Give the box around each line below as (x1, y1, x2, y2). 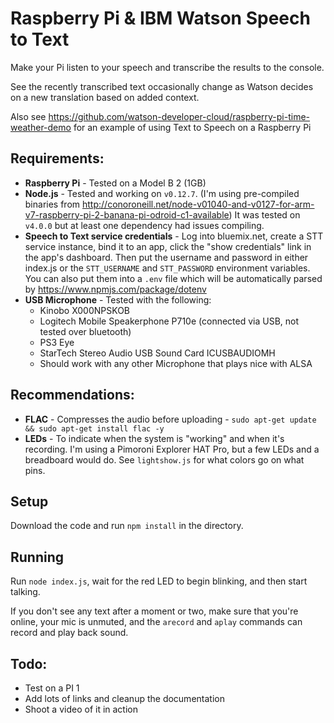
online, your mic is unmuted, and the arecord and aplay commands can (10, 616, 303, 628)
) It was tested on (228, 208, 301, 221)
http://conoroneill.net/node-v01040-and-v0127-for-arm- (82, 198, 315, 210)
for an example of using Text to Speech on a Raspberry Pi (73, 121, 312, 133)
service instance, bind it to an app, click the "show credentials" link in (24, 240, 312, 252)
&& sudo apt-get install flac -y (24, 423, 165, 434)
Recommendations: (10, 387, 135, 404)
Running (10, 548, 65, 566)
